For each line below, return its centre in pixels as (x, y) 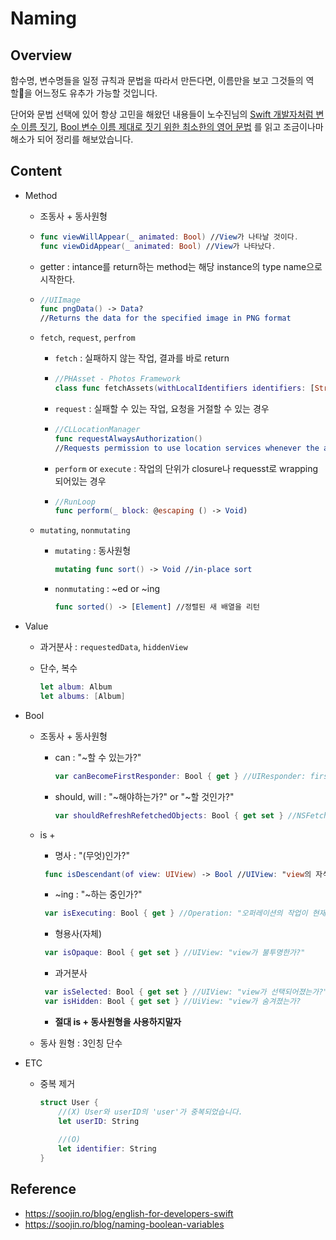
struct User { (69, 1102)
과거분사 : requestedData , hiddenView (113, 647)
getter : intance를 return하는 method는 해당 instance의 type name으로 (181, 266)
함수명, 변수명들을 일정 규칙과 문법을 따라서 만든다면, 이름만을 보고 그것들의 (157, 80)
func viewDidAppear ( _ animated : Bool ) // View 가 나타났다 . (158, 246)
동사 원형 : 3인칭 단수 (81, 1043)
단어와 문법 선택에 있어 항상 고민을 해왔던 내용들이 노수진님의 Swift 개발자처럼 (162, 114)
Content (36, 171)
